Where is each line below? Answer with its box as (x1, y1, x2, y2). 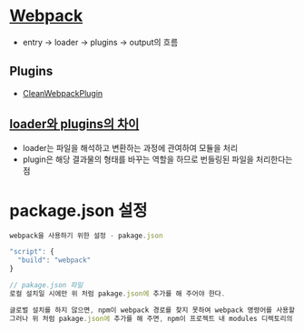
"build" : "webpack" (17, 256, 92, 265)
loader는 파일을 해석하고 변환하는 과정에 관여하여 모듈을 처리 (22, 142, 239, 153)
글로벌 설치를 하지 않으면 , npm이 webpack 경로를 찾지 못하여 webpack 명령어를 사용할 (9, 306, 295, 315)
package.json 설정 (9, 200, 148, 221)
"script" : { (9, 247, 54, 257)
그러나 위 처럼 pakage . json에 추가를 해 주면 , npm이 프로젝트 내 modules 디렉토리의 (9, 314, 293, 323)
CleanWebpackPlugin (22, 87, 103, 98)
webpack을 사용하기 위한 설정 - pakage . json (9, 231, 163, 240)
